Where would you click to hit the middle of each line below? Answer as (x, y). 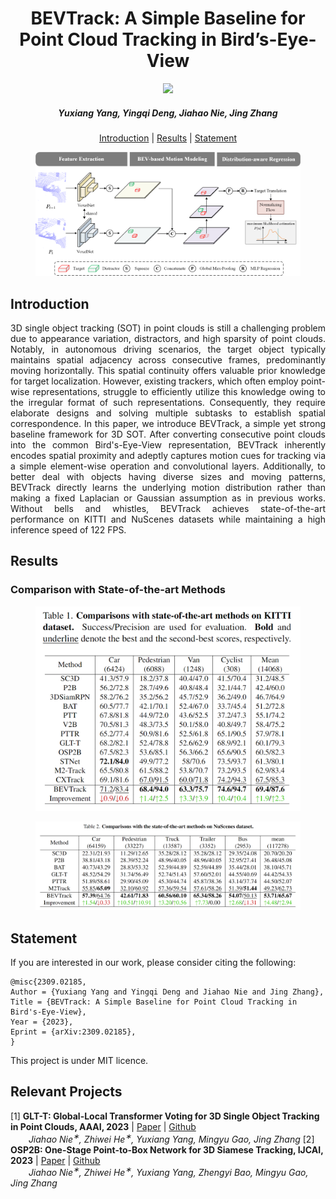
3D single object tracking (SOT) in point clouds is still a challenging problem (168, 328)
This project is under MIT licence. (79, 1061)
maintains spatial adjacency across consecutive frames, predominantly (168, 360)
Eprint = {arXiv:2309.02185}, (73, 1032)
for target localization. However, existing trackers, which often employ (154, 381)
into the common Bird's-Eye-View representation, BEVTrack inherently (168, 445)
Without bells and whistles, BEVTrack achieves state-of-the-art (168, 509)
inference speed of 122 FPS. (68, 530)
